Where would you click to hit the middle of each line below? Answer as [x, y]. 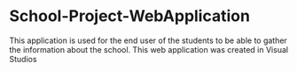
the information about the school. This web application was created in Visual [149, 49]
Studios [23, 59]
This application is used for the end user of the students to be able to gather [148, 40]
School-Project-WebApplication [130, 16]
